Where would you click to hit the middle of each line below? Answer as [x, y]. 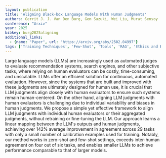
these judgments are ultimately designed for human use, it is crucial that [79, 87]
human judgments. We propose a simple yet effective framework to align [79, 108]
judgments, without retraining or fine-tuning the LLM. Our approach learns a [83, 118]
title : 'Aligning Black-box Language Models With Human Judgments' [76, 14]
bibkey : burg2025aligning [32, 33]
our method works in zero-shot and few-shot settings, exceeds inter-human [82, 140]
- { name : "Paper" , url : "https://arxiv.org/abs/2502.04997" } [74, 42]
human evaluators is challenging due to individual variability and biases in [80, 103]
